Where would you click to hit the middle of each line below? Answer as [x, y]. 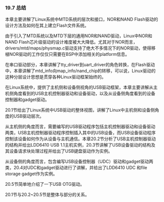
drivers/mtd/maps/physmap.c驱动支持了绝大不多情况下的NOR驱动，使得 [78, 48]
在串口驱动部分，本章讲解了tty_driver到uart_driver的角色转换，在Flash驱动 [80, 65]
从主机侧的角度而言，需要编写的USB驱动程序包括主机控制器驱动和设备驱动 [80, 126]
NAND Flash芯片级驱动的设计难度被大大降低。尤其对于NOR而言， [71, 42]
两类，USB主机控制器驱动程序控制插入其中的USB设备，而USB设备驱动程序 [80, 133]
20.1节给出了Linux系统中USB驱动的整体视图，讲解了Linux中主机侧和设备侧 [80, 110]
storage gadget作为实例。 [31, 174]
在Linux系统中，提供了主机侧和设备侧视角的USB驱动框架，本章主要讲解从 [79, 87]
